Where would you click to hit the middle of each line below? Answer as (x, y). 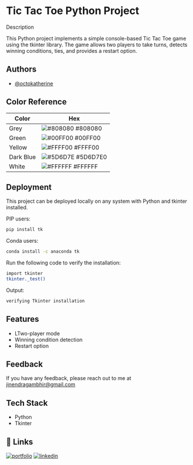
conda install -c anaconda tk (43, 252)
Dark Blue (23, 157)
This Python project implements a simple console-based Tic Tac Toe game (96, 38)
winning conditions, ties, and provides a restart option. (72, 50)
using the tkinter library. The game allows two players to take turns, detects (97, 45)
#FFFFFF (86, 167)
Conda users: (22, 241)
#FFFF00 (87, 147)
